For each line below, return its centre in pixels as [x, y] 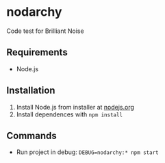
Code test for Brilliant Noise [45, 31]
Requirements [37, 52]
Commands [32, 135]
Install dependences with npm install [69, 114]
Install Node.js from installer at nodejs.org [75, 107]
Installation [31, 91]
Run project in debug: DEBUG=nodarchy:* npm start [87, 152]
